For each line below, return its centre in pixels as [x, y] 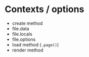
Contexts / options [45, 9]
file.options [24, 39]
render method [28, 50]
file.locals [22, 34]
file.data [20, 28]
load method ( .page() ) [35, 44]
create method [27, 23]
